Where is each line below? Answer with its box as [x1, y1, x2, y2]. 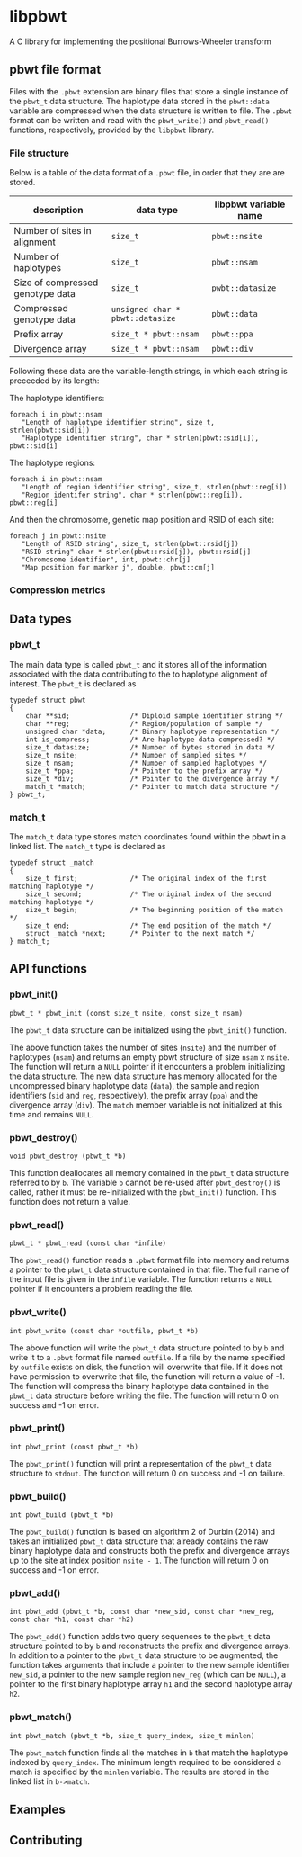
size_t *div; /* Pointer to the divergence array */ [25, 774, 280, 784]
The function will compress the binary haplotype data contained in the [9, 1380, 270, 1391]
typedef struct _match [9, 857, 94, 867]
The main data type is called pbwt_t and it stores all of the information [9, 659, 267, 669]
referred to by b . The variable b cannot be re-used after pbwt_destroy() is [9, 1177, 280, 1188]
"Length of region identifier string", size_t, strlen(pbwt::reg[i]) [21, 483, 288, 492]
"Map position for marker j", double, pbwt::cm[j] [21, 563, 216, 572]
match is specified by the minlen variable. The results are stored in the [9, 1766, 270, 1777]
